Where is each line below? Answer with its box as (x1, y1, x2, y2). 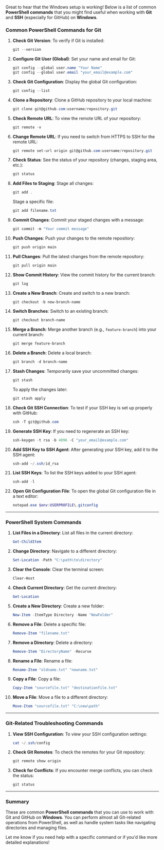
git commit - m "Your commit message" (12, 226, 90, 231)
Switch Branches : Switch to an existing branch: (12, 308, 109, 314)
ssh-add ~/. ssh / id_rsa (12, 461, 59, 466)
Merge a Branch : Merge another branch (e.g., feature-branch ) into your (12, 326, 157, 332)
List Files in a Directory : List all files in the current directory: (12, 530, 133, 536)
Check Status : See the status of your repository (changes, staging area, (12, 157, 158, 163)
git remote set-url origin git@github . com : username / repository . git (12, 148, 153, 153)
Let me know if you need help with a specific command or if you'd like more (5, 834, 158, 840)
